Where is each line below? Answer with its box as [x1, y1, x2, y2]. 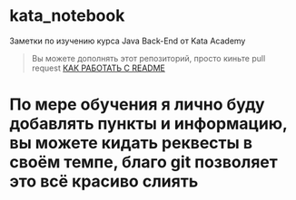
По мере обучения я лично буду [9, 94, 265, 115]
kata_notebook [9, 5, 125, 26]
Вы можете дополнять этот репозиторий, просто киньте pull [31, 52, 266, 63]
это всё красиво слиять [9, 171, 199, 192]
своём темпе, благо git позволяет [9, 152, 279, 173]
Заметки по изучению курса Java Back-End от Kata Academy [9, 35, 246, 46]
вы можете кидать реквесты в [9, 133, 252, 154]
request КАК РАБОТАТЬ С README [31, 62, 166, 73]
